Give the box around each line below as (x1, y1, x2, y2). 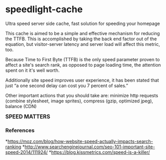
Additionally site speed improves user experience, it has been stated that (5, 77, 159, 83)
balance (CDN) (5, 103, 37, 109)
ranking (5, 144, 22, 150)
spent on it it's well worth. (5, 67, 60, 73)
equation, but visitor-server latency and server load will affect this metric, (5, 41, 160, 47)
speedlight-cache (5, 4, 83, 15)
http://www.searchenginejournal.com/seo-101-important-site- (25, 144, 155, 150)
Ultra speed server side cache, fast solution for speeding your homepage (5, 20, 160, 26)
